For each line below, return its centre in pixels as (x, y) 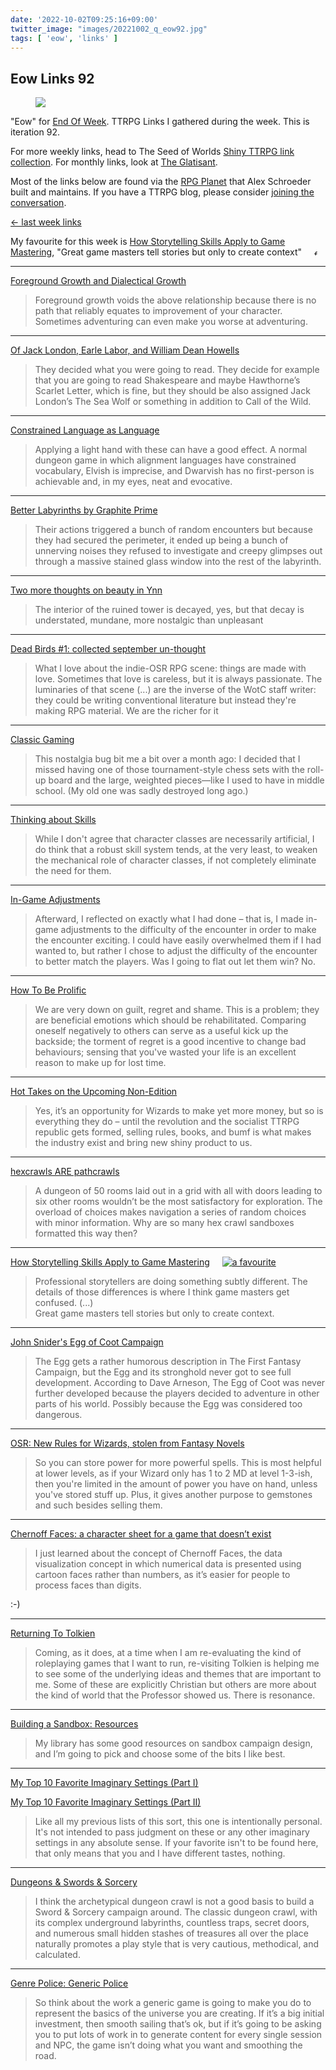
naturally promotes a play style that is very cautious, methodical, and (177, 1944)
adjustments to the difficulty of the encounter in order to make (188, 930)
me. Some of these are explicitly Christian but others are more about (175, 1685)
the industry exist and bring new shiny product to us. (143, 1143)
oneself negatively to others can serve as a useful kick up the (161, 1031)
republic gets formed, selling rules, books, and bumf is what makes (173, 1132)
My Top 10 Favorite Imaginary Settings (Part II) (106, 1802)
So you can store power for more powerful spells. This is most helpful (178, 1463)
